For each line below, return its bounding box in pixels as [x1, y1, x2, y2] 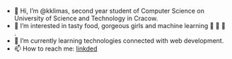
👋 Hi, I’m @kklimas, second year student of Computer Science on [13, 7, 205, 15]
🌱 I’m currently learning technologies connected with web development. [13, 37, 224, 45]
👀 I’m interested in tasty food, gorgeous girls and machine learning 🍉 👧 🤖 [13, 22, 226, 29]
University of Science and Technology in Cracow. [13, 14, 158, 22]
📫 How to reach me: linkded [13, 44, 98, 53]
